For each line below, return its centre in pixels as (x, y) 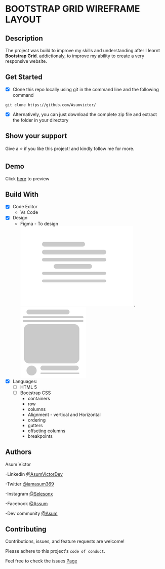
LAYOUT (24, 20)
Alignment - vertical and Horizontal (64, 414)
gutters (35, 425)
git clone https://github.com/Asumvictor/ (51, 105)
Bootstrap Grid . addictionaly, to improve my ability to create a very (75, 56)
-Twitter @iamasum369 (30, 484)
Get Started (24, 77)
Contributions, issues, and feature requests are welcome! (65, 541)
